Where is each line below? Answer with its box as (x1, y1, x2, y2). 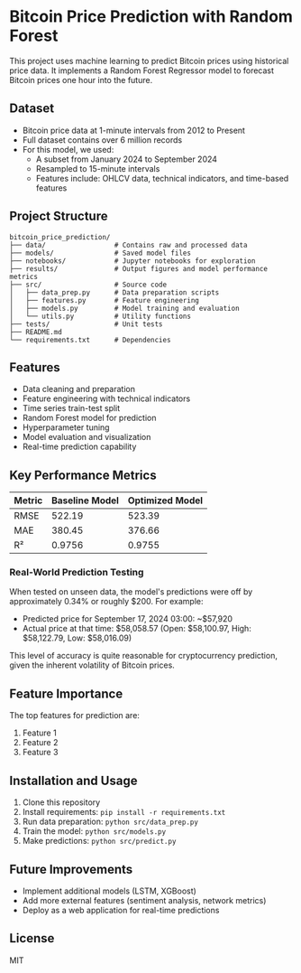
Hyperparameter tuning (22, 422, 110, 433)
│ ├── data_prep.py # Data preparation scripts (9, 287, 220, 297)
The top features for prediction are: (9, 710, 140, 721)
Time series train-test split (22, 403, 121, 414)
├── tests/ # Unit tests (9, 319, 164, 329)
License (9, 931, 55, 946)
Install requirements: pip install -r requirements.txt (22, 807, 226, 818)
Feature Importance (9, 686, 123, 701)
